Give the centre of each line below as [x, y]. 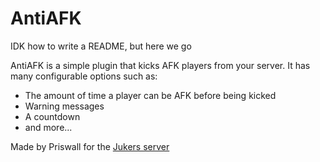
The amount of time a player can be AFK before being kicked [150, 95]
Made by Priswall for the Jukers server [90, 146]
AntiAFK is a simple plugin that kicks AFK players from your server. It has [160, 65]
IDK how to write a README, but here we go [101, 46]
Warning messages [64, 106]
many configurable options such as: [84, 76]
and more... [48, 127]
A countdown [52, 116]
